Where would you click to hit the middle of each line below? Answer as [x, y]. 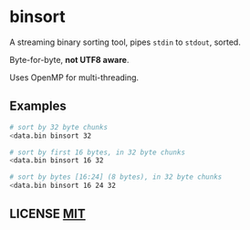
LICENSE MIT [48, 214]
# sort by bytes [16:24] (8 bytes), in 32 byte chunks [116, 177]
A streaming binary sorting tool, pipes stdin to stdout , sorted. [125, 42]
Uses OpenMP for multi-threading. [74, 77]
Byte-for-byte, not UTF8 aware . [69, 59]
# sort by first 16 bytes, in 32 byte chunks [97, 152]
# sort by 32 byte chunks [58, 127]
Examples [38, 106]
